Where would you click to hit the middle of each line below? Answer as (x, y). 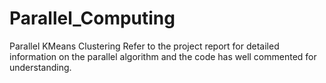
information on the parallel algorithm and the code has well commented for (163, 56)
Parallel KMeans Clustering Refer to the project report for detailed (144, 46)
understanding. (40, 67)
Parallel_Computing (92, 18)
